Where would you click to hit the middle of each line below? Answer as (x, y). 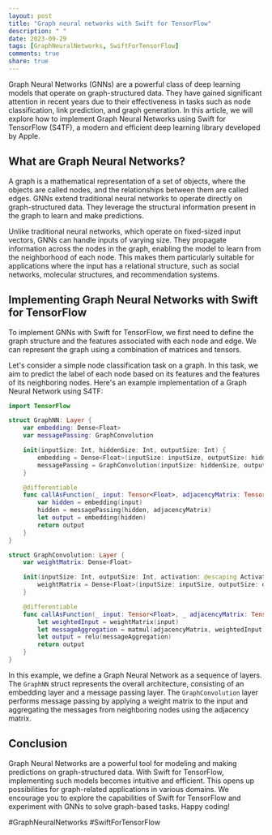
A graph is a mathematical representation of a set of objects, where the (127, 181)
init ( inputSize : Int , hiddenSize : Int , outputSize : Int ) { (125, 450)
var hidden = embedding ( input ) (90, 503)
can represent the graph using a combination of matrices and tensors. (125, 349)
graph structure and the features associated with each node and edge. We (133, 341)
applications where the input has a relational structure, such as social (124, 265)
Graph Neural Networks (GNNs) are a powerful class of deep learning (125, 84)
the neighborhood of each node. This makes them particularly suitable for (132, 257)
